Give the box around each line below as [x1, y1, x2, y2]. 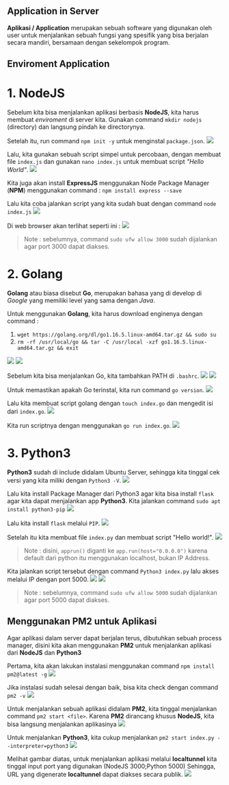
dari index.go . [7, 407, 46, 415]
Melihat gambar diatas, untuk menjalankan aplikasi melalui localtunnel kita [7, 754, 217, 763]
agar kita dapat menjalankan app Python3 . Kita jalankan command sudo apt [7, 497, 221, 505]
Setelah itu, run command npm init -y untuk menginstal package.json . [7, 137, 205, 145]
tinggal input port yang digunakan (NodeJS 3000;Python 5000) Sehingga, [7, 762, 216, 770]
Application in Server [7, 5, 99, 17]
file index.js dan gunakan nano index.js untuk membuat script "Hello [7, 158, 204, 166]
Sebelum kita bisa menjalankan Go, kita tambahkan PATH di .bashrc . [7, 372, 200, 380]
